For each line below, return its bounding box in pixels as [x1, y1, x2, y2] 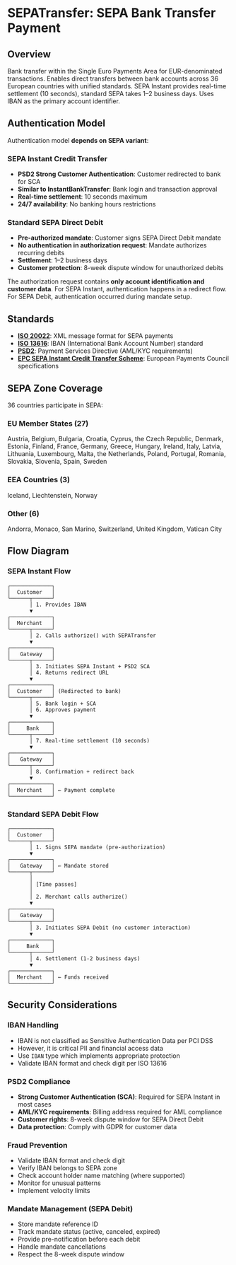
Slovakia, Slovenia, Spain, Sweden [7, 457, 107, 466]
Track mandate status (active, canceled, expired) [17, 1228, 160, 1236]
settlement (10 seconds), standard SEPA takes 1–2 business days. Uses [7, 90, 214, 98]
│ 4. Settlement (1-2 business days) [29, 955, 141, 962]
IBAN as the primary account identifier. [7, 97, 120, 105]
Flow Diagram [7, 545, 69, 557]
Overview [7, 48, 52, 60]
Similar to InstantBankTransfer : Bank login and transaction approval [17, 185, 218, 194]
